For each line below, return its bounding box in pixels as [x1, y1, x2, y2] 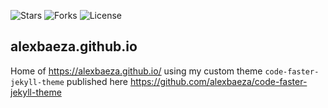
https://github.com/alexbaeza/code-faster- [129, 75, 308, 87]
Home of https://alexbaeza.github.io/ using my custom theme [10, 65, 263, 77]
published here [66, 75, 129, 87]
